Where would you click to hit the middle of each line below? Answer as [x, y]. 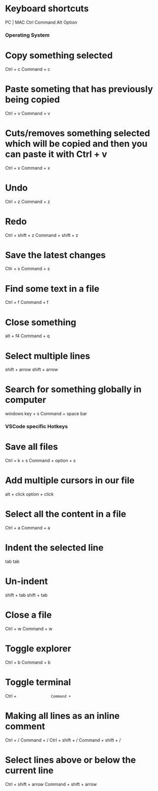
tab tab [12, 561]
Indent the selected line [54, 548]
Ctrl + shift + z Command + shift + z [42, 235]
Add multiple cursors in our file [70, 481]
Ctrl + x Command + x [28, 168]
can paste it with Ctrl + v [56, 154]
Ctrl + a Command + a [28, 528]
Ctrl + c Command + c [28, 69]
